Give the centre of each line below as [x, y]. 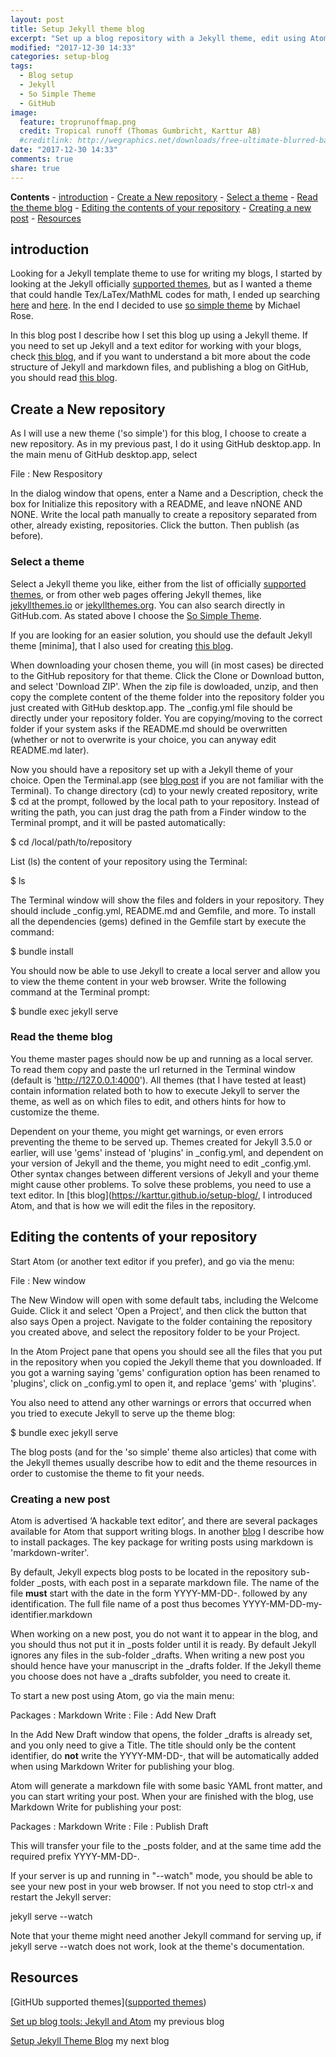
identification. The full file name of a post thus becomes [125, 1603]
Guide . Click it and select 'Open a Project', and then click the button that [158, 1310]
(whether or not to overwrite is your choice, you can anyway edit [143, 739]
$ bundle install [42, 951]
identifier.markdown [51, 1614]
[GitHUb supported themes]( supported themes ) [108, 2002]
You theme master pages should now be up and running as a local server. [162, 1058]
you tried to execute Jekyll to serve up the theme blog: [123, 1413]
